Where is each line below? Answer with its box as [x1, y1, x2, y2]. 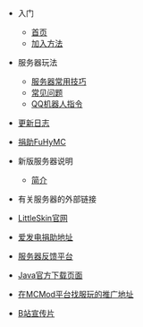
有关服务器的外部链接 [17, 194, 97, 204]
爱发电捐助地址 [17, 232, 73, 242]
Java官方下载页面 [17, 270, 83, 280]
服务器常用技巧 [30, 76, 87, 87]
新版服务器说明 [17, 156, 73, 166]
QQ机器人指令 [30, 99, 83, 109]
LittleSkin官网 [17, 213, 69, 223]
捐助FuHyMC [17, 137, 67, 147]
